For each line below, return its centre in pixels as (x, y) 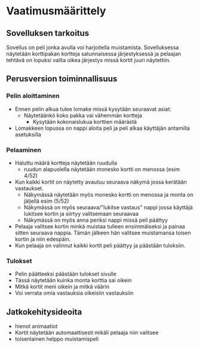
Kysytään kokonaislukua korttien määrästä (85, 121)
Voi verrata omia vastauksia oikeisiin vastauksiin (74, 293)
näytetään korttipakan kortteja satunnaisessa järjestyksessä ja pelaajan (94, 54)
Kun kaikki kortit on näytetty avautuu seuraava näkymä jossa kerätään (101, 182)
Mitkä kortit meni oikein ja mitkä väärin (62, 287)
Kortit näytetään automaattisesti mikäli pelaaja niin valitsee (87, 332)
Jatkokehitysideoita (44, 312)
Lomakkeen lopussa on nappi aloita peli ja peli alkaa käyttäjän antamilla (102, 128)
